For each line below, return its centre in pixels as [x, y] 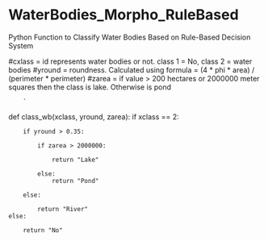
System [21, 45]
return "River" [63, 209]
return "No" [43, 230]
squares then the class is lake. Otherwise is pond [90, 87]
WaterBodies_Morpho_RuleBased [124, 15]
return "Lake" [75, 160]
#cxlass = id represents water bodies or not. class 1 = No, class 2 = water [130, 61]
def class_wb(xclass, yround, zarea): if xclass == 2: [94, 116]
